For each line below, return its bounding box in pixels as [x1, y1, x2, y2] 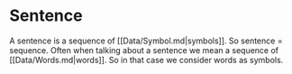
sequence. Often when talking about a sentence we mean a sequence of [9, 44, 279, 55]
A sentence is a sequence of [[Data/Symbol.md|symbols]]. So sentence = [9, 35, 283, 46]
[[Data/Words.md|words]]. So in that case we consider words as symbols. [9, 54, 284, 65]
